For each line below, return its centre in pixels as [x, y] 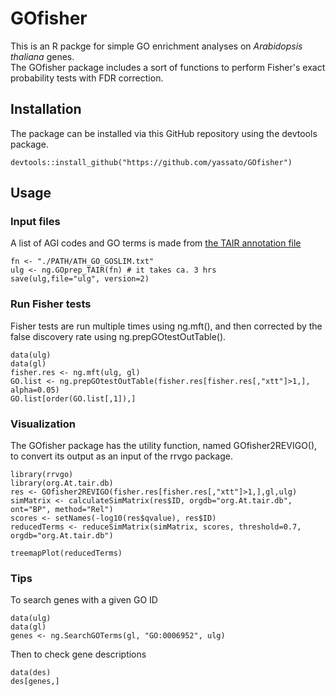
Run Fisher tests [51, 304]
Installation [46, 109]
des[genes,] [35, 682]
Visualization [43, 424]
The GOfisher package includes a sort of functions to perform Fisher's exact [168, 67]
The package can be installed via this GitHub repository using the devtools [164, 133]
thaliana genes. [42, 56]
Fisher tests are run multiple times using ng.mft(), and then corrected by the [166, 326]
